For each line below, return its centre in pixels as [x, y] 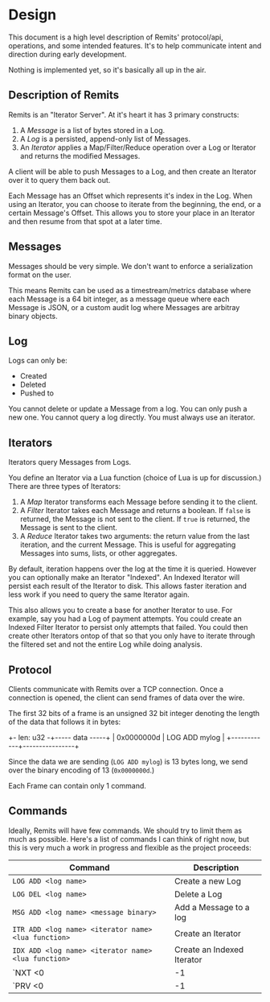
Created [33, 376]
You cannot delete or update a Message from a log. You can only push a [128, 409]
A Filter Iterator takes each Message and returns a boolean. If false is [135, 511]
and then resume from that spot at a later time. [85, 221]
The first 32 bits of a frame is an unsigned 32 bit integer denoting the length [134, 713]
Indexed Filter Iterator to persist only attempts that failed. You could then [128, 627]
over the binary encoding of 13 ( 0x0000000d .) [82, 770]
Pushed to [37, 393]
